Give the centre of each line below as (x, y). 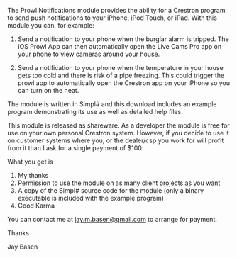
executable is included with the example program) (91, 198)
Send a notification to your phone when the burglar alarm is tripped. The (123, 39)
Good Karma (36, 206)
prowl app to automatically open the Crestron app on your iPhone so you (124, 83)
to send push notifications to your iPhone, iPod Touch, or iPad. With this (112, 18)
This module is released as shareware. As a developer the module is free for (119, 125)
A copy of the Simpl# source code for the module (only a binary (111, 190)
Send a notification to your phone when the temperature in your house (120, 68)
